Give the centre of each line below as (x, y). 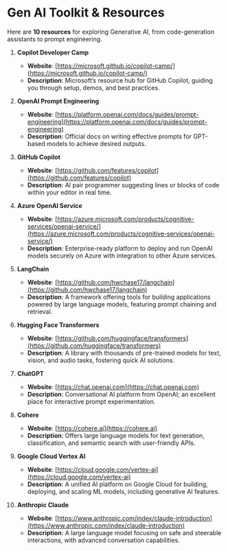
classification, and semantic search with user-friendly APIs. (111, 443)
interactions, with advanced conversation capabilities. (103, 540)
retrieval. (40, 311)
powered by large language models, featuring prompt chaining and (122, 304)
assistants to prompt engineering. (55, 39)
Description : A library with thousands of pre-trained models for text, (124, 353)
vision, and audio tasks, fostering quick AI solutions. (101, 360)
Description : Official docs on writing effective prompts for (110, 136)
